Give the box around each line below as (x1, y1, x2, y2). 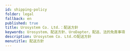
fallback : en (5, 16, 32, 21)
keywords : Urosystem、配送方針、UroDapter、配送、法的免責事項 (5, 30, 125, 34)
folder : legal (5, 12, 34, 17)
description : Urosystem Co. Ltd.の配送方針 (5, 34, 92, 39)
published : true (5, 20, 38, 26)
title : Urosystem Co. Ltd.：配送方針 (5, 25, 78, 30)
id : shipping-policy (5, 7, 48, 12)
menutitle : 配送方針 (5, 39, 44, 44)
